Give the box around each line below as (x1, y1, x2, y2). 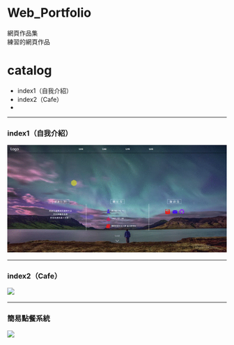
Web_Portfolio (7, 5, 92, 21)
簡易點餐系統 (7, 314, 51, 323)
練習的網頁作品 (7, 37, 50, 46)
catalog (7, 63, 52, 78)
